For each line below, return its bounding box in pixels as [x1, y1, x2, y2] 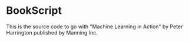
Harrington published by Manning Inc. [6, 29, 98, 36]
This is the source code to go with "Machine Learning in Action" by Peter [6, 23, 183, 30]
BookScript [6, 4, 62, 17]
